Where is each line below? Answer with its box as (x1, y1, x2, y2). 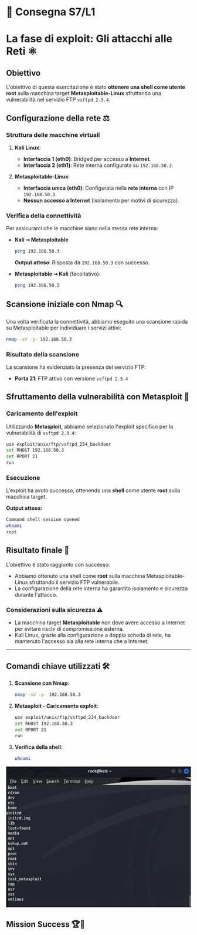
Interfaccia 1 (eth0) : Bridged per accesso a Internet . (23, 155, 151, 162)
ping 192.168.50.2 (14, 282, 60, 288)
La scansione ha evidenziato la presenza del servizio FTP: (6, 364, 147, 371)
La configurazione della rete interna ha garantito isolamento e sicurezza (14, 584, 188, 592)
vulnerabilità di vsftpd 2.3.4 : (6, 429, 76, 436)
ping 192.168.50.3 (14, 248, 60, 254)
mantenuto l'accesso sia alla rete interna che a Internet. (14, 638, 149, 645)
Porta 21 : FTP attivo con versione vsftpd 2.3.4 (14, 375, 128, 382)
